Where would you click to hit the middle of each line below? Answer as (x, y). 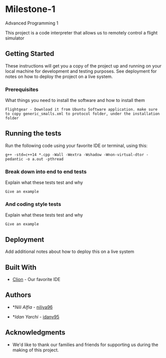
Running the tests (33, 133)
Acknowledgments (35, 333)
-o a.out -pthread (44, 159)
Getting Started (30, 54)
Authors (18, 295)
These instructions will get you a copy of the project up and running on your (83, 65)
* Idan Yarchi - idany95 (36, 316)
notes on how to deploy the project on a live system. (59, 76)
